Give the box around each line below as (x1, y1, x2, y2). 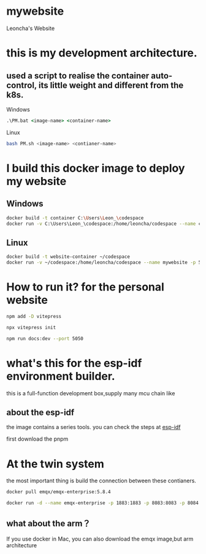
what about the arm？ (6, 518, 91, 529)
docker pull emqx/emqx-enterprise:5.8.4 (6, 489, 112, 495)
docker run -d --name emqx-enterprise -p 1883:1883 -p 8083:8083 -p (6, 500, 185, 506)
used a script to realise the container (6, 70, 150, 81)
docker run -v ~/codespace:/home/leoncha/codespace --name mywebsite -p (6, 259, 196, 266)
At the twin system (6, 457, 104, 471)
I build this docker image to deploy (6, 161, 185, 175)
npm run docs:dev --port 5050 (6, 335, 84, 341)
